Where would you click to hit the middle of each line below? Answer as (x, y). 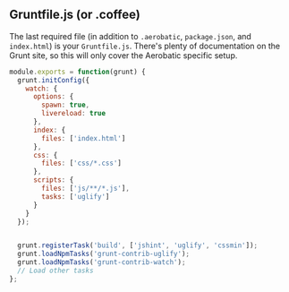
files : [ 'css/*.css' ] (82, 163)
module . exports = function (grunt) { (77, 72)
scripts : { (53, 180)
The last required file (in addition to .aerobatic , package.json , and (131, 36)
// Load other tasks (55, 271)
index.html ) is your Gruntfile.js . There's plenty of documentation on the (144, 46)
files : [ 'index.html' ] (84, 138)
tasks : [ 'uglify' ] (76, 196)
